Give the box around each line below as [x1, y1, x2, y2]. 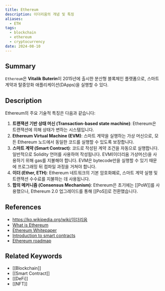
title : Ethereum [5, 7, 38, 12]
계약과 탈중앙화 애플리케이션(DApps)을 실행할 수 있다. [5, 82, 109, 88]
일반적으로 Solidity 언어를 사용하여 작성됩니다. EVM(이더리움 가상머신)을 [12, 151, 152, 158]
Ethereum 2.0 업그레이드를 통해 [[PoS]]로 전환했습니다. [31, 188, 138, 194]
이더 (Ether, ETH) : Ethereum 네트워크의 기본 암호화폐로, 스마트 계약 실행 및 [12, 170, 158, 176]
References [5, 203, 41, 211]
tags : [5, 26, 16, 31]
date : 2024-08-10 [5, 44, 41, 49]
